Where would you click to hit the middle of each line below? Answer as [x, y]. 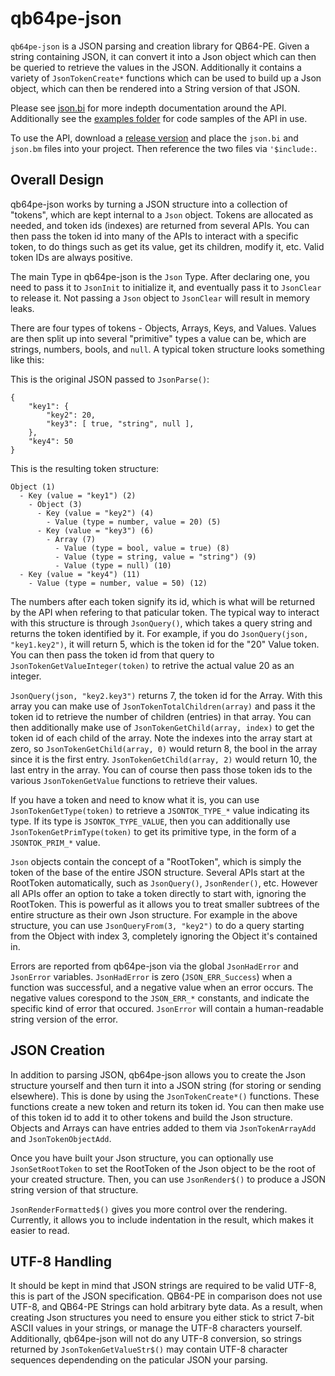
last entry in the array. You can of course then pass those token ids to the [161, 769]
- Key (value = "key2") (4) [95, 513]
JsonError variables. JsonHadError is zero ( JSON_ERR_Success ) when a [151, 976]
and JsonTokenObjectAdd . [61, 1138]
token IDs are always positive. [71, 257]
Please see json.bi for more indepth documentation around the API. [148, 108]
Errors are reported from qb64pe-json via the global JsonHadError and [154, 966]
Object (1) [33, 487]
